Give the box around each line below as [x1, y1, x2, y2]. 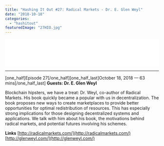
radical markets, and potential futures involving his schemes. [5, 121, 127, 127]
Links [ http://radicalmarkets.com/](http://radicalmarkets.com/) [5, 130, 131, 136]
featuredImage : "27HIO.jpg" [5, 25, 62, 30]
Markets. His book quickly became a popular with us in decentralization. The [5, 95, 159, 101]
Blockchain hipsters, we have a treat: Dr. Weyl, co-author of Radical [5, 90, 141, 96]
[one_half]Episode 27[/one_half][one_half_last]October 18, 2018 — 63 [5, 75, 145, 81]
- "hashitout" [9, 21, 38, 26]
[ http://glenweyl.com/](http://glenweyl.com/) [5, 135, 95, 142]
